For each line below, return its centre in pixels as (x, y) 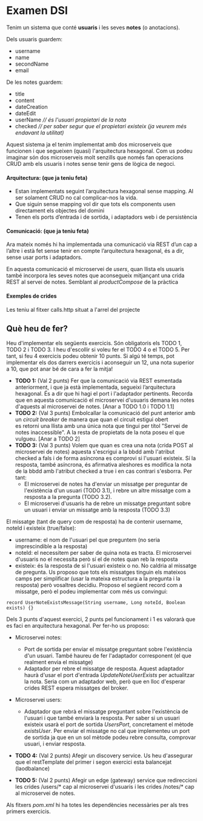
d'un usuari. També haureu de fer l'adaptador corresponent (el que (108, 656)
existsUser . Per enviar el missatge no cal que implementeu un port (107, 731)
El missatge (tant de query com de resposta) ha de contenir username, (95, 522)
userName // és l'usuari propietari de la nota (71, 120)
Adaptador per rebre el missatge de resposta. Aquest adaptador (104, 668)
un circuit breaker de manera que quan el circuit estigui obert (92, 419)
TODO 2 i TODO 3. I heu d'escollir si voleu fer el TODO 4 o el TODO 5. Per (98, 349)
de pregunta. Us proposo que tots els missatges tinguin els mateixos (101, 572)
